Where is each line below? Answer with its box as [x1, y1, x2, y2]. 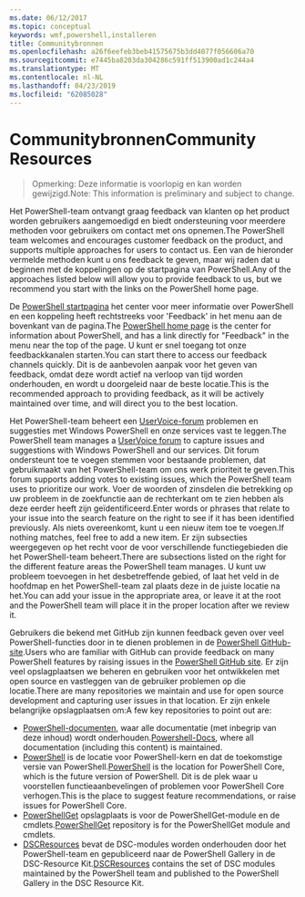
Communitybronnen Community [9, 129, 257, 150]
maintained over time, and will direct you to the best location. [9, 398, 239, 409]
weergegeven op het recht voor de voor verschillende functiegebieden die [9, 542, 289, 553]
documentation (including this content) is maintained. [22, 742, 223, 753]
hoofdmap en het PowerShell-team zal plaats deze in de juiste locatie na [9, 580, 280, 591]
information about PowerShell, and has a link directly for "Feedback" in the [9, 330, 290, 341]
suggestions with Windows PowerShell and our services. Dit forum [9, 444, 259, 456]
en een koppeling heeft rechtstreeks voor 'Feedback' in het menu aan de [9, 311, 282, 322]
